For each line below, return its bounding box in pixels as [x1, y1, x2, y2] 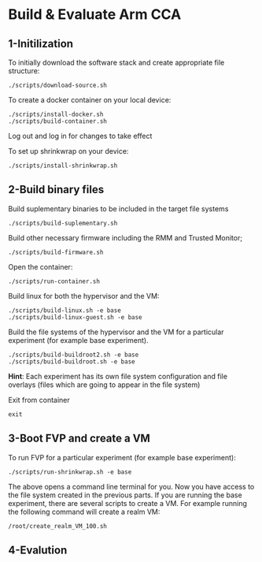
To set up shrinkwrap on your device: [8, 147, 129, 155]
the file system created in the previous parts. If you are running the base [8, 490, 242, 500]
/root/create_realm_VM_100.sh [8, 522, 108, 530]
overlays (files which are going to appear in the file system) [8, 380, 201, 389]
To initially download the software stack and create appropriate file [8, 58, 225, 67]
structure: [8, 66, 40, 76]
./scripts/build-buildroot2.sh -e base [8, 351, 139, 359]
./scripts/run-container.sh [8, 277, 101, 285]
